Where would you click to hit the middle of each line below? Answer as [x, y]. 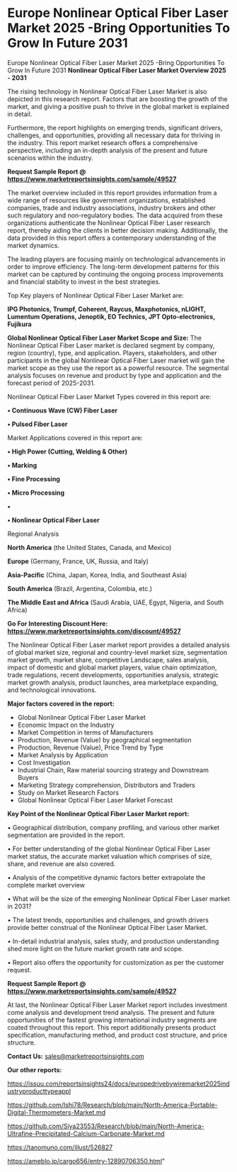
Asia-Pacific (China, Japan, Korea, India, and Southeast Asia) [97, 575]
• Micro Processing [36, 493]
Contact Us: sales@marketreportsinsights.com [76, 1056]
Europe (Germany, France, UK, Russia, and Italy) [78, 561]
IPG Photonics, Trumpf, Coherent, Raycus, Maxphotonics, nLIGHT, [107, 309]
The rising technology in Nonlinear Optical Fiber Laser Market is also [107, 91]
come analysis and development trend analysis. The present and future [111, 1012]
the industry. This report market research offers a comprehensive [103, 142]
